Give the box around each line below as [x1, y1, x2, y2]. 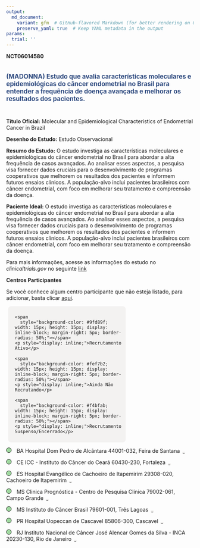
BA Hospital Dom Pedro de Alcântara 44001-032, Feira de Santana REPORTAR [16, 447, 185, 454]
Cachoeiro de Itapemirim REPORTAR [6, 477, 71, 484]
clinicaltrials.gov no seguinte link [6, 265, 87, 272]
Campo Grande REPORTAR [6, 494, 48, 502]
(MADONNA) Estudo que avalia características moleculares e [6, 72, 192, 80]
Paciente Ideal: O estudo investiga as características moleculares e [6, 203, 172, 210]
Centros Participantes [6, 276, 62, 283]
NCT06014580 [6, 53, 44, 60]
